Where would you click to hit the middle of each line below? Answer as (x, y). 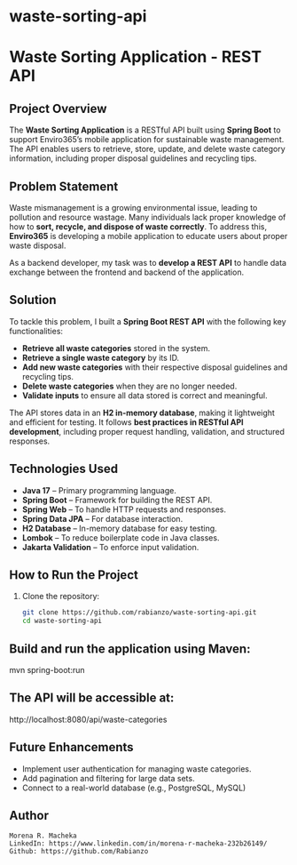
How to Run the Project (74, 575)
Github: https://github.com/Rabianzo (79, 852)
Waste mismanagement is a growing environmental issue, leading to (133, 208)
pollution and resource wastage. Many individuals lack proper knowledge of (148, 217)
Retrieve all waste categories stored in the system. (116, 348)
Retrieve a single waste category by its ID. (101, 357)
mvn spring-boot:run (47, 670)
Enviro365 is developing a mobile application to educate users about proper (148, 236)
